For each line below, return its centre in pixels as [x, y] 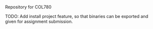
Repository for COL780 [28, 7]
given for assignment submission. [39, 22]
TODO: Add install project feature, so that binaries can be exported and [77, 16]
